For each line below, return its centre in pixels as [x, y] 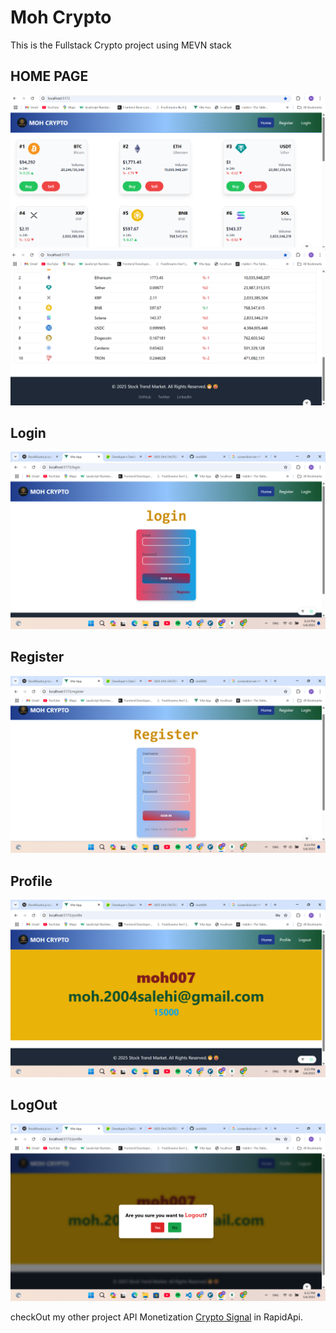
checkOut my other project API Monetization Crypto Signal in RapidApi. [157, 1317]
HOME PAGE [49, 76]
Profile [31, 881]
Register [37, 657]
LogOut [34, 1104]
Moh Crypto [61, 17]
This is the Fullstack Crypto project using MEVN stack [121, 45]
